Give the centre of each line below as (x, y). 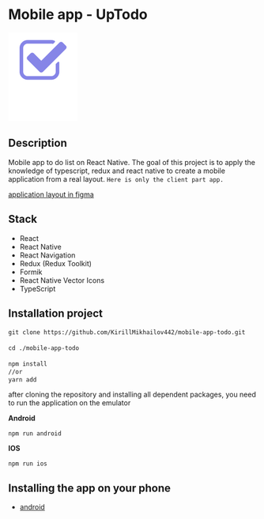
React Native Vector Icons (62, 280)
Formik (31, 272)
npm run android (35, 434)
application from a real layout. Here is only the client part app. (116, 179)
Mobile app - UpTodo (78, 15)
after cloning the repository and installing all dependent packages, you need (132, 395)
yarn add (23, 380)
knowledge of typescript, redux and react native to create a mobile (117, 171)
